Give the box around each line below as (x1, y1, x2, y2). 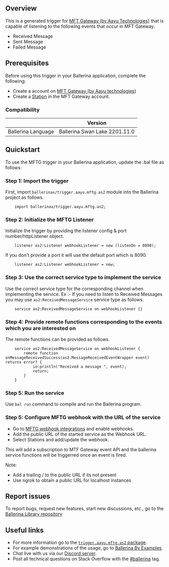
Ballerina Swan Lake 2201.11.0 (59, 128, 135, 135)
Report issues (5, 492, 51, 500)
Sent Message (12, 38, 43, 45)
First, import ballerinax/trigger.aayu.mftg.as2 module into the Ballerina (5, 189, 159, 195)
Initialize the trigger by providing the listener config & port (5, 228, 127, 234)
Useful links (5, 525, 44, 535)
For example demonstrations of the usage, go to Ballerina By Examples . (12, 545, 163, 551)
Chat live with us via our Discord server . (12, 551, 97, 557)
